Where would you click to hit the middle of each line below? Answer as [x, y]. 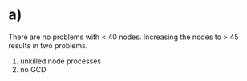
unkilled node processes [61, 61]
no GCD [33, 69]
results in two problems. [48, 45]
